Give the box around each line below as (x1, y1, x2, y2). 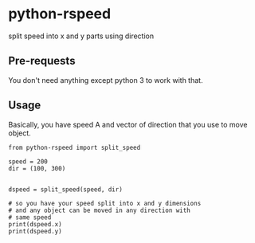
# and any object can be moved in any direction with (8, 206, 191, 214)
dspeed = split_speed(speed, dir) (8, 185, 124, 194)
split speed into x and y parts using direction (8, 31, 155, 41)
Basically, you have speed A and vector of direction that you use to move (8, 120, 248, 129)
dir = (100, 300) (8, 164, 66, 172)
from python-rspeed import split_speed (8, 143, 141, 151)
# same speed (8, 213, 52, 221)
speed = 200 (8, 157, 48, 166)
